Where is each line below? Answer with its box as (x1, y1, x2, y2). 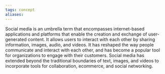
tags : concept (5, 7, 35, 12)
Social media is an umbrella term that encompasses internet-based (5, 25, 145, 31)
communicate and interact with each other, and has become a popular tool (5, 47, 160, 53)
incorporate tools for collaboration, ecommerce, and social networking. (5, 63, 153, 69)
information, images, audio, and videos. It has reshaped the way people (5, 41, 154, 47)
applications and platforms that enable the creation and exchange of (5, 31, 147, 37)
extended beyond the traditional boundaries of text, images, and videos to (5, 57, 159, 63)
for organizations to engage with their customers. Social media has (5, 52, 145, 58)
